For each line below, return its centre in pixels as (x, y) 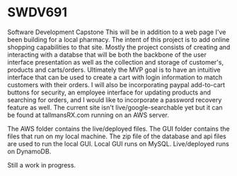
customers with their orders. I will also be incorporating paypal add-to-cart (116, 84)
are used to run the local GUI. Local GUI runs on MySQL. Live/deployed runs (118, 143)
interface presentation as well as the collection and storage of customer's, (116, 62)
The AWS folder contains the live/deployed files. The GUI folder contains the (118, 128)
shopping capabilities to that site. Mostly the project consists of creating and (119, 47)
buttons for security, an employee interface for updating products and (109, 92)
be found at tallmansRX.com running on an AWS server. (88, 115)
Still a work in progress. (42, 165)
